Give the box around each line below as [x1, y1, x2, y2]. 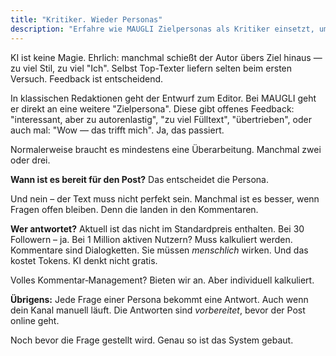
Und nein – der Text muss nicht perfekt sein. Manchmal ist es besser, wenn [10, 192, 320, 205]
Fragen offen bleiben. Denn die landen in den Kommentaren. [10, 203, 259, 215]
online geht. [10, 314, 60, 326]
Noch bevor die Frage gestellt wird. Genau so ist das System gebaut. [10, 334, 294, 346]
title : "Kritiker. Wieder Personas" [10, 14, 163, 25]
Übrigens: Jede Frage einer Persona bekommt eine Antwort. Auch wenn [10, 293, 309, 305]
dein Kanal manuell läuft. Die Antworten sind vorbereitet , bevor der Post [10, 304, 306, 316]
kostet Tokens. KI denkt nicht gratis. [10, 254, 158, 266]
